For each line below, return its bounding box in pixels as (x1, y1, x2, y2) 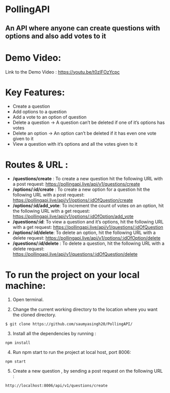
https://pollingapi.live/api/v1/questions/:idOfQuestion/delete (12, 251, 138, 257)
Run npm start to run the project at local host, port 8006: (12, 349, 131, 355)
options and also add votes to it (5, 31, 107, 40)
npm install (5, 340, 30, 346)
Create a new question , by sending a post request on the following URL (12, 368, 163, 374)
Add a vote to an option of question (12, 114, 87, 120)
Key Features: (5, 86, 65, 98)
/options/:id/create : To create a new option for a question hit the (12, 186, 150, 192)
